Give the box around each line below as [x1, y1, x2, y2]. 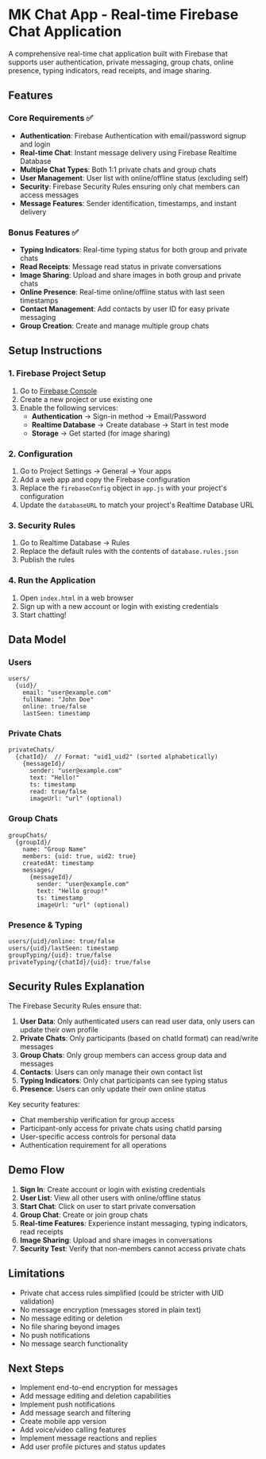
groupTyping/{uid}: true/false [8, 951, 112, 960]
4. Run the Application [8, 575, 96, 586]
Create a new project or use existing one [19, 394, 153, 404]
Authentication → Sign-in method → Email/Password [31, 412, 206, 421]
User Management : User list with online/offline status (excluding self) [19, 173, 249, 182]
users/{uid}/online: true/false [8, 938, 115, 946]
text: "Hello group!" [37, 887, 109, 895]
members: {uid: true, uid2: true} [22, 852, 137, 860]
